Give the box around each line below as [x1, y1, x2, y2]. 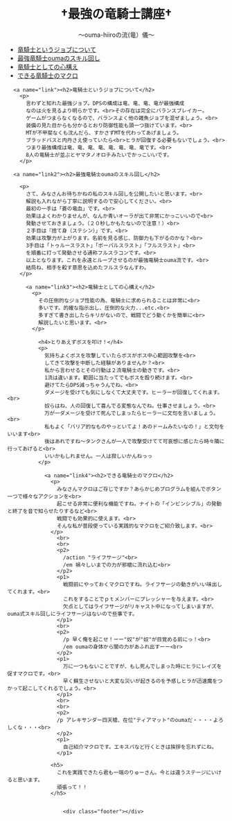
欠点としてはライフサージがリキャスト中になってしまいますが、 [62, 603, 217, 610]
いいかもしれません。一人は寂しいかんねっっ [44, 452, 153, 460]
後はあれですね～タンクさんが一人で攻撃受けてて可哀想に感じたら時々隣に [44, 438, 225, 444]
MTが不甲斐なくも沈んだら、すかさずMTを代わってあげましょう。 [25, 129, 182, 136]
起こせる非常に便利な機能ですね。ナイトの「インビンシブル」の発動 [56, 500, 222, 507]
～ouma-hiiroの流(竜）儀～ [78, 31, 154, 39]
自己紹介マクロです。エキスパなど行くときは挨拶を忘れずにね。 [62, 743, 217, 750]
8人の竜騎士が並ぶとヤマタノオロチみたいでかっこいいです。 [25, 151, 172, 158]
